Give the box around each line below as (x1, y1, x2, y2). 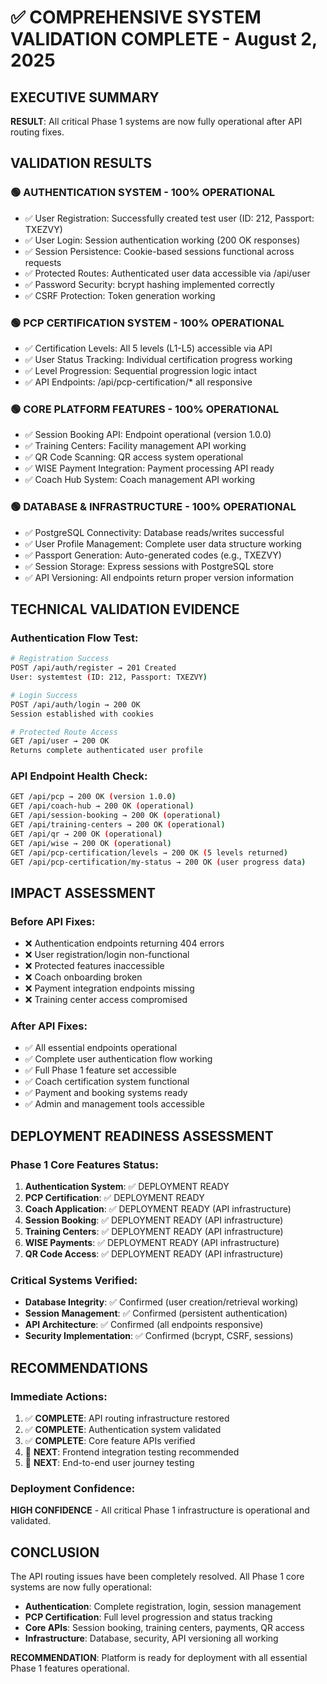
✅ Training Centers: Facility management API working (24, 440, 247, 452)
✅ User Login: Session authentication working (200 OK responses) (24, 234, 301, 246)
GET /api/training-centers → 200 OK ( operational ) (10, 820, 226, 830)
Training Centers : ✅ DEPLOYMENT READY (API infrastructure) (24, 1226, 284, 1238)
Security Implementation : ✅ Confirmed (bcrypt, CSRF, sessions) (24, 1330, 294, 1342)
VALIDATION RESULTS (10, 155, 152, 172)
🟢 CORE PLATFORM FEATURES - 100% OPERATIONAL (10, 402, 280, 416)
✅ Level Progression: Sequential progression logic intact (24, 364, 258, 376)
